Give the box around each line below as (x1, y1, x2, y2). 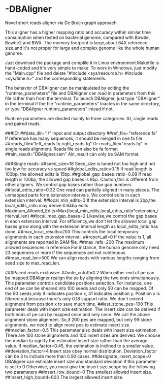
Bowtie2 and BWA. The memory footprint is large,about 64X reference (5, 39, 148, 45)
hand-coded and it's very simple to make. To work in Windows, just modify (5, 65, 157, 71)
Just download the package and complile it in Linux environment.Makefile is (5, 60, 159, 65)
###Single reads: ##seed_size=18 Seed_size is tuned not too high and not (5, 160, 155, 166)
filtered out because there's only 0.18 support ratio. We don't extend (5, 295, 144, 301)
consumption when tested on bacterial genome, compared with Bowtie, (5, 34, 150, 40)
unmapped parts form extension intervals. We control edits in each (5, 192, 140, 198)
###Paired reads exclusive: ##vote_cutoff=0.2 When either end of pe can (5, 269, 155, 275)
